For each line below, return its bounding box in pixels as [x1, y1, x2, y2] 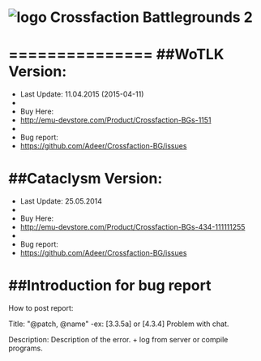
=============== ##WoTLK [8, 45, 225, 64]
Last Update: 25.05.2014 [19, 196, 103, 206]
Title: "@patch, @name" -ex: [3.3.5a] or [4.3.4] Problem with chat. [8, 319, 229, 329]
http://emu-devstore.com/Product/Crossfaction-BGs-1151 [19, 115, 212, 125]
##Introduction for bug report [8, 277, 212, 295]
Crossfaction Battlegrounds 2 [49, 8, 253, 27]
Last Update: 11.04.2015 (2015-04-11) [19, 89, 144, 99]
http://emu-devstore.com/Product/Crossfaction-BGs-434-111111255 [19, 222, 246, 232]
